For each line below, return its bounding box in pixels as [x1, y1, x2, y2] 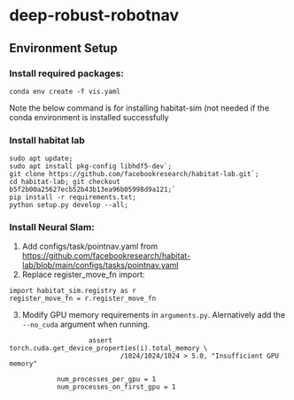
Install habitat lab [9, 134, 86, 146]
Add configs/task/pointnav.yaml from [21, 241, 158, 252]
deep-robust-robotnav [9, 5, 180, 26]
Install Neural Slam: [9, 221, 95, 234]
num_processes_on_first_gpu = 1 [56, 382, 176, 392]
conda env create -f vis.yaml [9, 87, 121, 96]
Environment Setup [9, 41, 118, 56]
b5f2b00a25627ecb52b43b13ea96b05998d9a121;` [9, 185, 176, 195]
